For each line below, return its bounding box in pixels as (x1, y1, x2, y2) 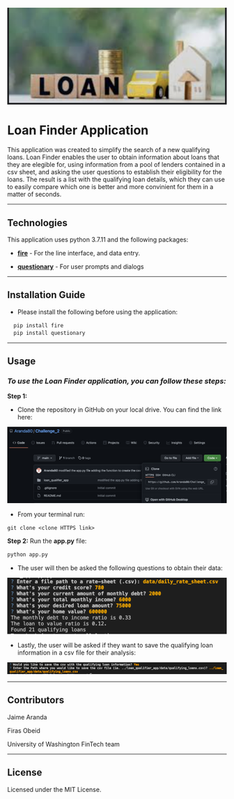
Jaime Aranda (7, 712, 47, 721)
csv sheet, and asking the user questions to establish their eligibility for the (7, 168, 222, 177)
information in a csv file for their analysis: (17, 648, 136, 657)
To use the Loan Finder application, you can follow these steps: (7, 376, 226, 386)
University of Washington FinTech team (7, 740, 120, 748)
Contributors (7, 694, 65, 706)
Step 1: (7, 392, 28, 401)
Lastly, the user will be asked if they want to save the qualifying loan (17, 641, 214, 650)
